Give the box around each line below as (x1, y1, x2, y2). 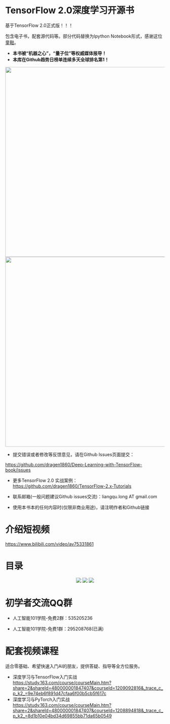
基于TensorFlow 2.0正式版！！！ (5, 22, 73, 28)
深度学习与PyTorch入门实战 (12, 696, 70, 702)
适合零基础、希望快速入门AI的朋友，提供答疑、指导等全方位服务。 (5, 663, 143, 669)
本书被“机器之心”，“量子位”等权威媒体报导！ (12, 50, 107, 56)
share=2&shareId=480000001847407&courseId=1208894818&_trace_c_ (12, 707, 163, 713)
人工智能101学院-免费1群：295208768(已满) (12, 626, 104, 632)
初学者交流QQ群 (5, 597, 72, 609)
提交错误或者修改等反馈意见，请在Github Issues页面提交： (12, 451, 135, 457)
